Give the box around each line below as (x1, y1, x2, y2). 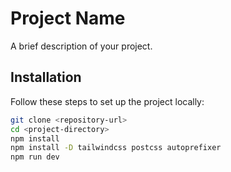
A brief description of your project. (10, 40, 153, 52)
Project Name (10, 7, 126, 30)
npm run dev (10, 152, 60, 162)
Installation (10, 69, 82, 86)
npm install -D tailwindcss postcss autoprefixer (10, 143, 222, 153)
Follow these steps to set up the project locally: (10, 95, 205, 107)
